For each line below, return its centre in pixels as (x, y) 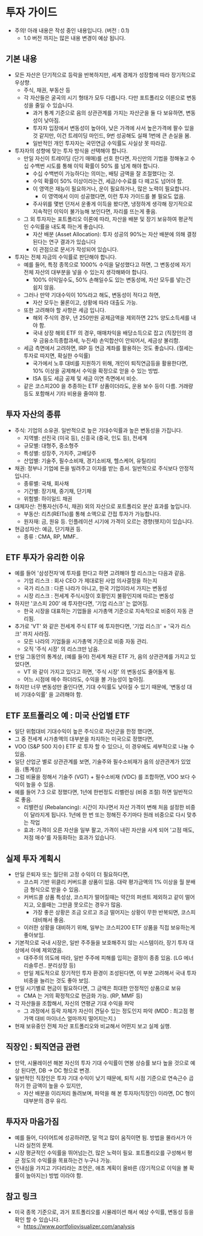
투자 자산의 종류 (33, 414)
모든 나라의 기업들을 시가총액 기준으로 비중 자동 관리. (86, 642)
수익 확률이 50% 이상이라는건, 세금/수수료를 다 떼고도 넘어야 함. (108, 181)
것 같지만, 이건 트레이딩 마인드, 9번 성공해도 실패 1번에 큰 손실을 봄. (112, 135)
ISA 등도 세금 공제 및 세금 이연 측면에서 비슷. (85, 378)
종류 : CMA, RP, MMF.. (51, 536)
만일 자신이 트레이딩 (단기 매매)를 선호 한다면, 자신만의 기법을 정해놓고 (106, 158)
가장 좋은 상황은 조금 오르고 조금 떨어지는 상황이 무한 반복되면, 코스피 (114, 912)
